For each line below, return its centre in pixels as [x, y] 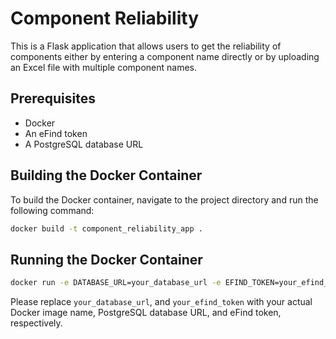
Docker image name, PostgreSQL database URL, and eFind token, [146, 313]
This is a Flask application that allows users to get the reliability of [146, 46]
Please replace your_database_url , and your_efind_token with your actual [161, 302]
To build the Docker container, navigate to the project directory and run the [164, 199]
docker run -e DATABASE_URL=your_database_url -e [116, 283]
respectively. [36, 323]
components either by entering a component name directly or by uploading [165, 56]
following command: [52, 210]
